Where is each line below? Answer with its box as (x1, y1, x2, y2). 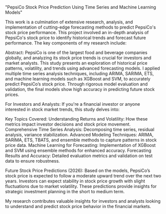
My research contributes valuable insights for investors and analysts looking (5, 198, 161, 204)
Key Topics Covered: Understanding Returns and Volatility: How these (5, 116, 148, 122)
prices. (5, 91, 19, 97)
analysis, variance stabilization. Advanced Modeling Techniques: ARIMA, (5, 132, 154, 137)
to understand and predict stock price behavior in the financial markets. (5, 204, 151, 209)
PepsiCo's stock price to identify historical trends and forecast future (5, 35, 146, 41)
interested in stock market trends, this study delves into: (5, 106, 120, 112)
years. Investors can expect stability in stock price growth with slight (5, 178, 145, 184)
